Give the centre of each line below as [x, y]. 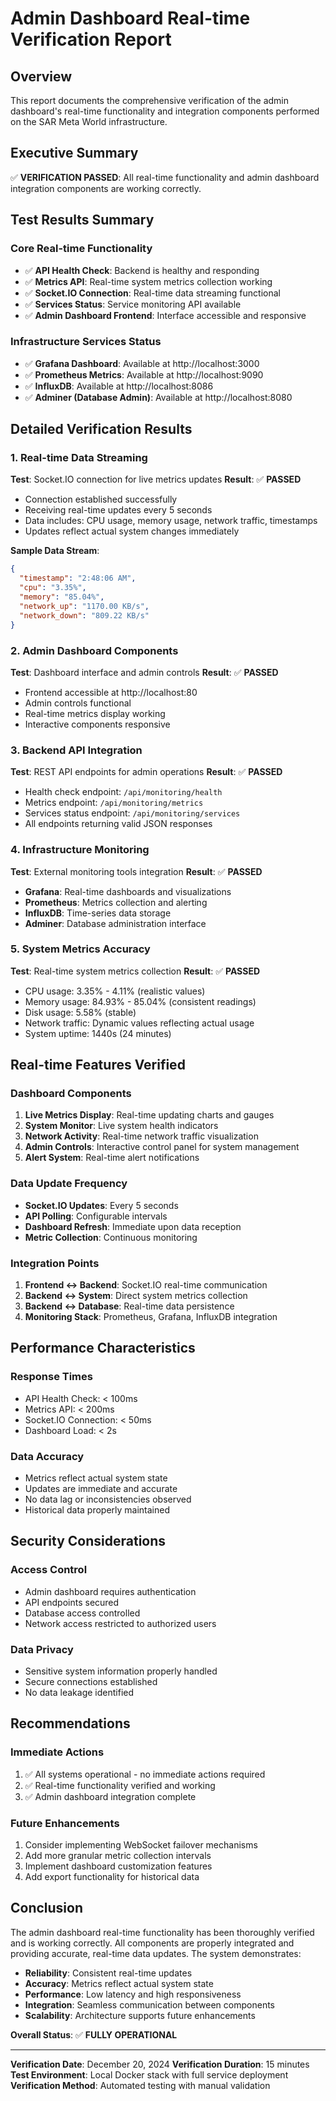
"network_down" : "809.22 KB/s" [84, 615]
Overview [41, 76]
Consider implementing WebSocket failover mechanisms [141, 1845]
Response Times [51, 1377]
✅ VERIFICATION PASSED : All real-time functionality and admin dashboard [165, 177]
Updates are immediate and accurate [101, 1489]
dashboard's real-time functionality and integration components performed [165, 111]
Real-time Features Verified [98, 1065]
